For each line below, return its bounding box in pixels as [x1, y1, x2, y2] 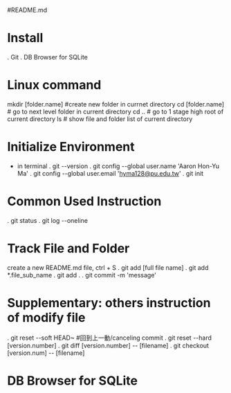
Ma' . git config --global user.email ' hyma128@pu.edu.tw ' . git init [17, 169, 204, 177]
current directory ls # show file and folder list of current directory [7, 114, 193, 123]
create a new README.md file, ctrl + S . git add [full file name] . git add [7, 263, 209, 272]
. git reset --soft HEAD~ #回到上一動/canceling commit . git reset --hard [7, 333, 212, 342]
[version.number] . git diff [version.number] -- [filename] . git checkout [7, 341, 210, 349]
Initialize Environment [7, 139, 135, 155]
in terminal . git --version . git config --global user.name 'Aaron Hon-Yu [17, 162, 220, 170]
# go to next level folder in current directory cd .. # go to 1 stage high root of [7, 107, 224, 116]
